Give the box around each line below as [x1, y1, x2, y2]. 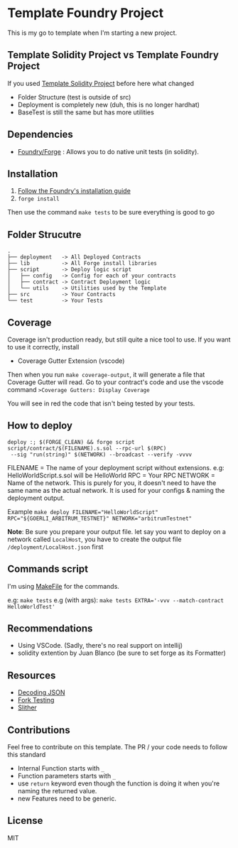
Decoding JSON [17, 688, 65, 697]
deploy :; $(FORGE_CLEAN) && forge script [7, 438, 135, 445]
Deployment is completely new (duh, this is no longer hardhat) [17, 100, 200, 109]
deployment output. [7, 494, 65, 502]
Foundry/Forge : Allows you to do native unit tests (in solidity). [17, 147, 199, 156]
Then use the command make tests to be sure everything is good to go [7, 208, 215, 217]
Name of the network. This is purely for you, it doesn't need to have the [7, 478, 217, 487]
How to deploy [7, 420, 73, 432]
